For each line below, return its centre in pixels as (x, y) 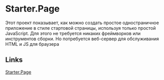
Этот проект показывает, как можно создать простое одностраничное (82, 23)
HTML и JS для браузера (32, 44)
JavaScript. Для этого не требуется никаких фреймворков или (73, 33)
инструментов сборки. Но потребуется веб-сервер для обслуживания (82, 39)
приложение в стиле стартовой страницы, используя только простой (81, 28)
